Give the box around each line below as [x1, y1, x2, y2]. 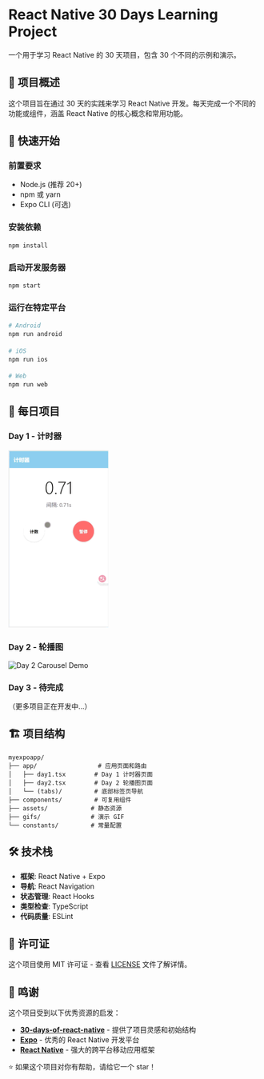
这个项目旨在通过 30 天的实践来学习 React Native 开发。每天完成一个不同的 [8, 98, 256, 108]
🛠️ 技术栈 [8, 845, 54, 859]
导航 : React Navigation [19, 881, 94, 891]
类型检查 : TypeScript [19, 901, 89, 911]
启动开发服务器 [8, 262, 66, 273]
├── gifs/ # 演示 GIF [8, 813, 125, 821]
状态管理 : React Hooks [19, 891, 94, 901]
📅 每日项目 [8, 405, 60, 418]
